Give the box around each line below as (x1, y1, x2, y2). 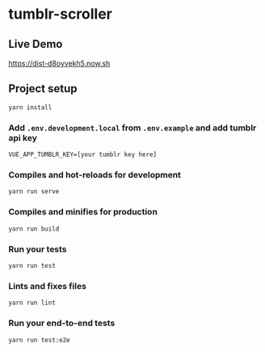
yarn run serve (8, 188, 60, 196)
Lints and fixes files (8, 280, 87, 291)
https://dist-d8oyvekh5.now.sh (8, 58, 111, 68)
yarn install (8, 103, 53, 112)
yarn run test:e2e (8, 336, 70, 344)
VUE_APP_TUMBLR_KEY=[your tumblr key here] (8, 151, 158, 159)
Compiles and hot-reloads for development (8, 169, 182, 180)
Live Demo (8, 37, 63, 51)
